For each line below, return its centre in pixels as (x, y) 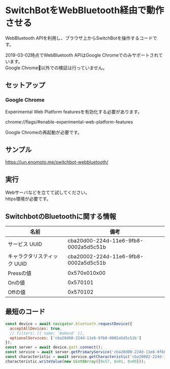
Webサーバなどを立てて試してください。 (48, 192)
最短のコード (25, 312)
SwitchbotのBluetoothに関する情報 (61, 216)
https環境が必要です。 (28, 199)
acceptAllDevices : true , (36, 329)
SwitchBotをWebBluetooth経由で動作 (85, 10)
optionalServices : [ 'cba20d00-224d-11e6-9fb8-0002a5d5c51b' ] (76, 338)
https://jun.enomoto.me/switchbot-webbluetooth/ (57, 162)
